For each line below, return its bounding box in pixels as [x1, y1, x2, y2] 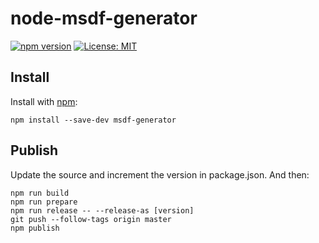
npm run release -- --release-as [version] [10, 205, 195, 216]
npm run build [10, 188, 70, 198]
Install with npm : [10, 95, 78, 107]
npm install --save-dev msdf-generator [10, 115, 177, 125]
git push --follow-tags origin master [10, 214, 172, 224]
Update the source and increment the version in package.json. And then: [10, 168, 310, 181]
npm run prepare [10, 197, 78, 207]
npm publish [10, 223, 60, 233]
